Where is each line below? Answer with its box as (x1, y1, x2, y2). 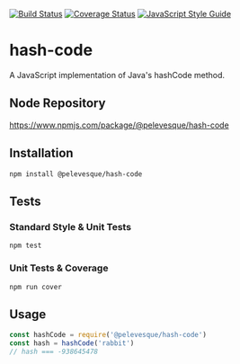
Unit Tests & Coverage (9, 262, 109, 274)
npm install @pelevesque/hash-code (9, 169, 143, 179)
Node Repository (9, 95, 106, 111)
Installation (9, 146, 74, 161)
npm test (9, 241, 42, 251)
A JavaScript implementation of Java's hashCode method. (9, 69, 226, 80)
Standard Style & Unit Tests (9, 220, 132, 233)
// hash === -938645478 (9, 347, 99, 357)
